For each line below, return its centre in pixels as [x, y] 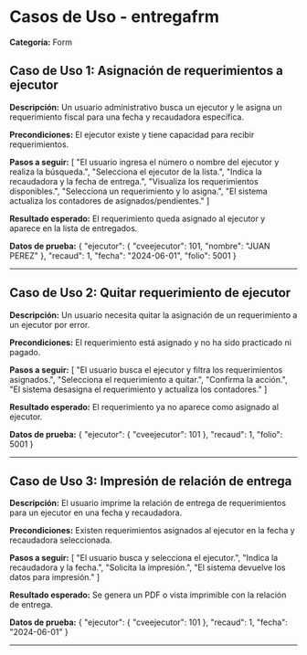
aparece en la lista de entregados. [74, 228]
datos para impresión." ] [55, 577]
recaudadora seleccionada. [61, 540]
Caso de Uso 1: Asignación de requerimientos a [146, 71]
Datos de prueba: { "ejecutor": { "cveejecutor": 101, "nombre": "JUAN [140, 246]
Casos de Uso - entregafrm [114, 17]
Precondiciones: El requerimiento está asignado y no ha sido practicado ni [151, 342]
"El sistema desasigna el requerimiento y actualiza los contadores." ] [138, 389]
